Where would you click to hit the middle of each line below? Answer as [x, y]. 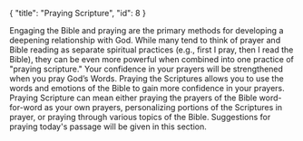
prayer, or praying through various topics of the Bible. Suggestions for [140, 117]
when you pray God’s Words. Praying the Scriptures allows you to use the [147, 79]
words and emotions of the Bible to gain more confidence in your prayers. [147, 88]
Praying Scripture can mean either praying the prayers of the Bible [133, 98]
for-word [26, 107]
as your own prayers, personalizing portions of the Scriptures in [163, 107]
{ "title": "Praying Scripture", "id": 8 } [78, 13]
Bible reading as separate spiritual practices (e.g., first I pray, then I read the [151, 50]
